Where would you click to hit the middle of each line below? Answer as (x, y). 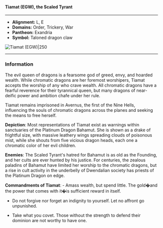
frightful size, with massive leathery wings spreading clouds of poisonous (79, 135)
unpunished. (24, 206)
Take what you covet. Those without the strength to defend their (76, 215)
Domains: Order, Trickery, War (43, 27)
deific (11, 95)
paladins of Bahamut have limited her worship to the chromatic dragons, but (81, 165)
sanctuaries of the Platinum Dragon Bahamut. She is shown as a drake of (78, 130)
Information (19, 64)
